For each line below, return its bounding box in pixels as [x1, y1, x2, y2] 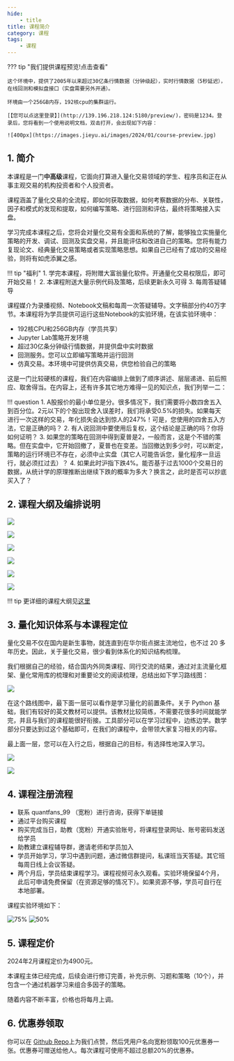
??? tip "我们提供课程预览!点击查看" [7, 63, 108, 70]
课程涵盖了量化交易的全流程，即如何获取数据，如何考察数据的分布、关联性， [7, 196, 227, 204]
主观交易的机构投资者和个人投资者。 [13, 180, 117, 189]
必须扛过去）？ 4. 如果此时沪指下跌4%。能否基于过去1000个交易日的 [25, 458, 224, 467]
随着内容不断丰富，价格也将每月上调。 [7, 996, 117, 1004]
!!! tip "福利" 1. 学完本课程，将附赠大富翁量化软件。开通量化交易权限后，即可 [7, 269, 226, 277]
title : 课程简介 [7, 23, 50, 30]
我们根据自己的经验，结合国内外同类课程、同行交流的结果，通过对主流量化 [7, 663, 221, 671]
